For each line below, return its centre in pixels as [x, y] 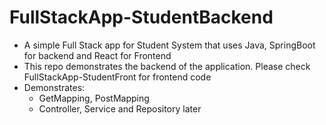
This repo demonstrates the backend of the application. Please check [167, 66]
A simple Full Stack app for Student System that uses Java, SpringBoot [169, 45]
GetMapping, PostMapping [94, 98]
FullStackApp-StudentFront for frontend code [117, 77]
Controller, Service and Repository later [120, 108]
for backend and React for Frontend [97, 55]
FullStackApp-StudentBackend [141, 17]
